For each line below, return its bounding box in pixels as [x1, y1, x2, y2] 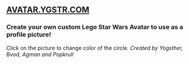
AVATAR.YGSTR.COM [6, 5, 90, 15]
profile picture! [6, 30, 52, 39]
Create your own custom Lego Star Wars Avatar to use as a [6, 23, 184, 31]
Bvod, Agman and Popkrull [6, 51, 74, 58]
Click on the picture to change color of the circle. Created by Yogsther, [6, 44, 184, 51]
